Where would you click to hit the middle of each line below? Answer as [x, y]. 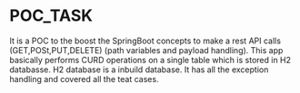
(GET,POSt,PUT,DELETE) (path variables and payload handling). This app [146, 50]
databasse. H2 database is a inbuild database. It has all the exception [139, 70]
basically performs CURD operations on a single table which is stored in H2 [150, 60]
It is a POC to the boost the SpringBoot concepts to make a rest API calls [145, 41]
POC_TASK [51, 16]
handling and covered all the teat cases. [84, 79]
